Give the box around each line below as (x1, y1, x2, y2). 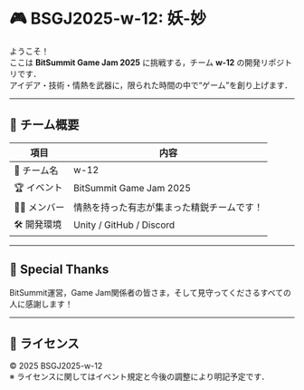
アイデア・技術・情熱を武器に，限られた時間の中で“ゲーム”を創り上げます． (9, 79, 292, 91)
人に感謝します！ (9, 298, 73, 309)
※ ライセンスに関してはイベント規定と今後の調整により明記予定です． (9, 371, 270, 382)
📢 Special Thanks (9, 262, 109, 278)
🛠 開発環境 (14, 218, 62, 230)
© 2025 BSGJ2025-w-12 (9, 360, 103, 372)
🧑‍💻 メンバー (14, 200, 65, 213)
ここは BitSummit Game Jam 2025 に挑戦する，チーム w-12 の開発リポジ (9, 56, 285, 68)
